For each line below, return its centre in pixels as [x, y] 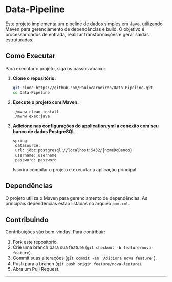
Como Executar [30, 56]
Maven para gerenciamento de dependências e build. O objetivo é [75, 29]
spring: [21, 141]
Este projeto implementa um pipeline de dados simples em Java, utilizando [84, 24]
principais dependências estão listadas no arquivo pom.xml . [68, 204]
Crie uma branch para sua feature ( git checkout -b [67, 247]
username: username [36, 155]
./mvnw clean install [36, 112]
